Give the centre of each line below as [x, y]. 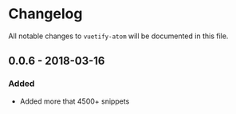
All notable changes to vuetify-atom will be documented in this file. [118, 36]
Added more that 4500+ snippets [75, 101]
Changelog [45, 14]
